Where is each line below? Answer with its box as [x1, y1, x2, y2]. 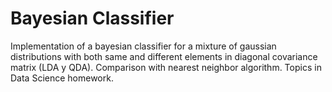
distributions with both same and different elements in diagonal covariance [10, 50, 318, 62]
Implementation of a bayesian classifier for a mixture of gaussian [10, 40, 277, 52]
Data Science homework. [10, 72, 114, 84]
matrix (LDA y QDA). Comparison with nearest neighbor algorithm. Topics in [10, 61, 322, 73]
